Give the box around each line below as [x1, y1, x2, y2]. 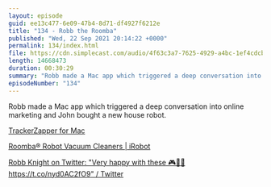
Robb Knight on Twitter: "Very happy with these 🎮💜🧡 [8, 157, 186, 167]
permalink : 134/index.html [8, 42, 99, 50]
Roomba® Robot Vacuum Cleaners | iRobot [8, 141, 151, 151]
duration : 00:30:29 [8, 64, 74, 73]
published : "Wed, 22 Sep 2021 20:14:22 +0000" [8, 34, 168, 43]
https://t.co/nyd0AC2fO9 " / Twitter [8, 168, 124, 178]
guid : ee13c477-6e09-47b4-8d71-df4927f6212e [8, 19, 161, 27]
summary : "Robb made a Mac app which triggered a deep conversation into [8, 72, 262, 80]
